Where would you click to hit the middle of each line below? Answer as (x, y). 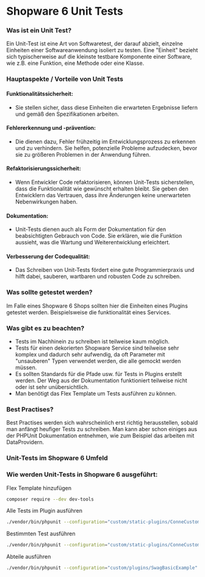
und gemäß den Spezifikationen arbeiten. (67, 114)
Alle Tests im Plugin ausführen (44, 511)
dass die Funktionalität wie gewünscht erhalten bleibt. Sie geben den (102, 189)
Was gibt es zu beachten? (45, 328)
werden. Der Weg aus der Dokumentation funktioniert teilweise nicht (101, 380)
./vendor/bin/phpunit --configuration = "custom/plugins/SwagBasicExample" (102, 568)
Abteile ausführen (29, 557)
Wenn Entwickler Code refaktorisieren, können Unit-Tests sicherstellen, (105, 183)
